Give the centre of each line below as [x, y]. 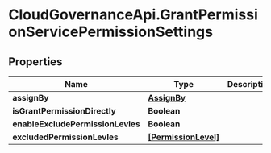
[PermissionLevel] [184, 137]
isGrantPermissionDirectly [65, 111]
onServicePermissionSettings [111, 32]
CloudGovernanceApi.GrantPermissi [133, 15]
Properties [35, 62]
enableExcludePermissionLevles [76, 124]
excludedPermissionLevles [65, 137]
